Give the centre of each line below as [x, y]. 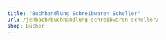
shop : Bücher [26, 26]
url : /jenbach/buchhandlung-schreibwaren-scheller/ [83, 20]
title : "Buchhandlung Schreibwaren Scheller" [74, 13]
